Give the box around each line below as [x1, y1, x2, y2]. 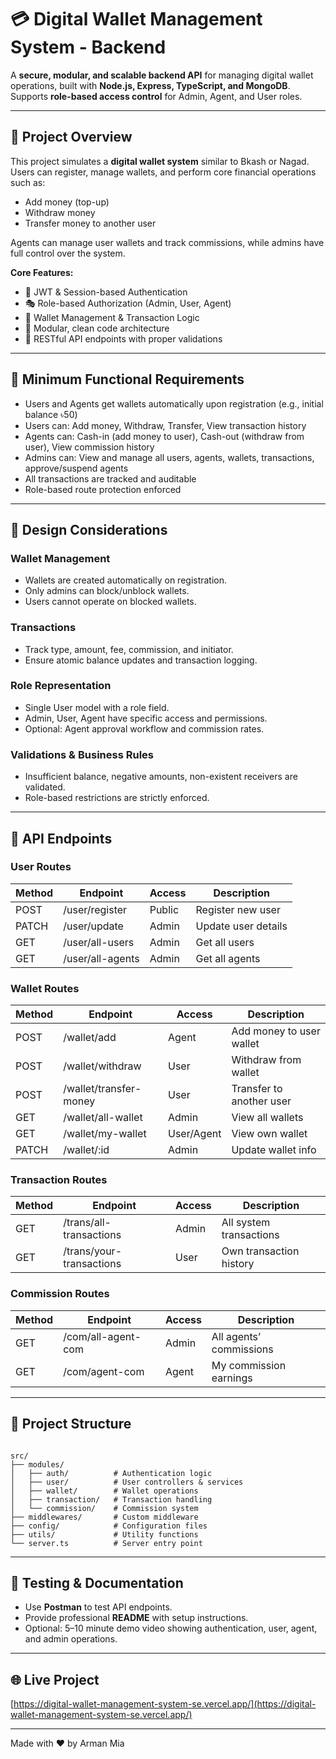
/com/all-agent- [63, 1329, 142, 1343]
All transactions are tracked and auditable [24, 472, 197, 485]
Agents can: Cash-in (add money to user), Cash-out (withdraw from [24, 430, 305, 442]
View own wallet [231, 1127, 308, 1141]
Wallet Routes [10, 981, 80, 995]
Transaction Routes [10, 1173, 108, 1187]
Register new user [195, 902, 281, 916]
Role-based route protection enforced [24, 483, 182, 495]
